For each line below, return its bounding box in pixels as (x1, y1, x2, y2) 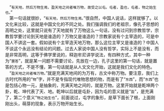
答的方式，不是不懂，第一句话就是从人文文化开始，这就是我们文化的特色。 (5, 64, 155, 70)
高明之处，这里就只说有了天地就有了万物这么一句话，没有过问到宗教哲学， (5, 27, 155, 33)
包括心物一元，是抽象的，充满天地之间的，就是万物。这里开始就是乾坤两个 (9, 83, 159, 88)
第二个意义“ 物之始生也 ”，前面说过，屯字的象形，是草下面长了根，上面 (13, 95, 151, 100)
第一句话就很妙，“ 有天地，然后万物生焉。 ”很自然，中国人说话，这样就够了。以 (9, 15, 159, 21)
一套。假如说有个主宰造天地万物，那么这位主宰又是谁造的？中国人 (26, 40, 159, 45)
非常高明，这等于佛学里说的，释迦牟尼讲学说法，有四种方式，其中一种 (9, 52, 150, 58)
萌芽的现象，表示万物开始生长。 (21, 101, 86, 107)
